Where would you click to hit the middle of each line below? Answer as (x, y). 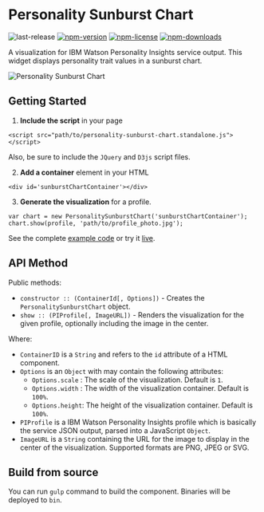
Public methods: (35, 282)
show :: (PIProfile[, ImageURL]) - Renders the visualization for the (132, 315)
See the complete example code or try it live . (82, 238)
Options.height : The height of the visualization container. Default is (142, 405)
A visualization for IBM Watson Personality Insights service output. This (125, 52)
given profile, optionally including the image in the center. (114, 323)
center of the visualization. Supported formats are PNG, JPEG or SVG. (134, 447)
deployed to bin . (35, 500)
